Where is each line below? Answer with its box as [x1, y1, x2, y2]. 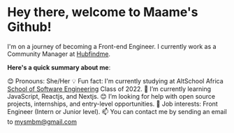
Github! [7, 19, 52, 35]
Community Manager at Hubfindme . [7, 50, 110, 58]
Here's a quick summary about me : [7, 63, 111, 71]
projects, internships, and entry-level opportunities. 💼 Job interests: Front [7, 99, 218, 108]
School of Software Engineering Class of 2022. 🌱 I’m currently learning [7, 85, 212, 93]
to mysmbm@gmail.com [7, 117, 77, 126]
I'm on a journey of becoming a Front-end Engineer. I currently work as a [7, 42, 217, 50]
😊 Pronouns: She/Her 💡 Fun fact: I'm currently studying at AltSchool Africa [7, 76, 224, 85]
